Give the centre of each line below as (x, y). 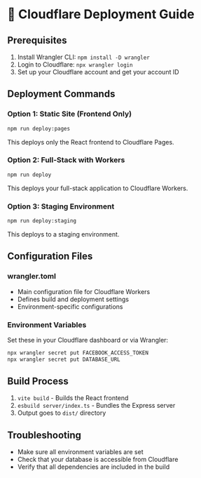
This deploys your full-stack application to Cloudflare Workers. (98, 188)
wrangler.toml (32, 277)
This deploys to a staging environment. (63, 234)
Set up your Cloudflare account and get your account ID (98, 72)
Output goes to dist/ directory (62, 413)
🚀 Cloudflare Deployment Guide (101, 14)
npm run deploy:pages (39, 128)
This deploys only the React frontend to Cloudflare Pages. (91, 142)
